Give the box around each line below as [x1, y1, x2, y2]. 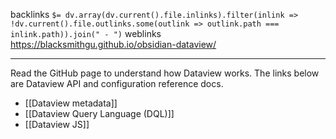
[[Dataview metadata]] [24, 97, 118, 109]
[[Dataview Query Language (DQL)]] [24, 108, 175, 119]
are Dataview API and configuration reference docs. [10, 78, 224, 89]
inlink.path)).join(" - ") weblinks [10, 28, 162, 39]
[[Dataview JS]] [24, 119, 90, 130]
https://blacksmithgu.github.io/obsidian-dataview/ [10, 39, 217, 50]
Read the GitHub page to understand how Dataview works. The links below [10, 67, 320, 79]
